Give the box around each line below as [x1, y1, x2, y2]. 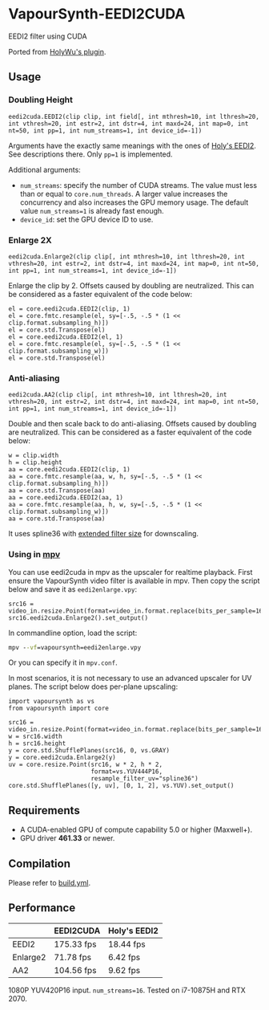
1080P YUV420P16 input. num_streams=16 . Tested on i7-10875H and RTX [8, 985, 246, 995]
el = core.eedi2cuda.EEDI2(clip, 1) [8, 304, 130, 313]
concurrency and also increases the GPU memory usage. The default [19, 198, 249, 207]
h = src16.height [8, 739, 66, 747]
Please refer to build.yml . [8, 878, 90, 888]
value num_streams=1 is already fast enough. [19, 206, 164, 215]
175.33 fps [54, 939, 97, 950]
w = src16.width [8, 732, 62, 741]
